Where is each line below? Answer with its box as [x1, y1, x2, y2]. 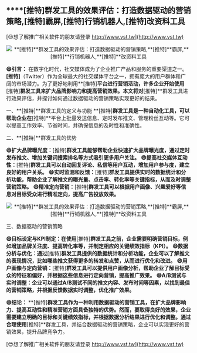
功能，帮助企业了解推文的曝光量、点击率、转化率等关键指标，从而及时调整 [11, 176, 191, 183]
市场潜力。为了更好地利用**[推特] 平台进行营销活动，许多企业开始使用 [16, 80, 185, 87]
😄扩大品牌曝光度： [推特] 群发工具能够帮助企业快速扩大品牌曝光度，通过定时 [6, 146, 190, 153]
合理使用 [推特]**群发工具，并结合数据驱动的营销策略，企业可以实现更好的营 [6, 321, 190, 328]
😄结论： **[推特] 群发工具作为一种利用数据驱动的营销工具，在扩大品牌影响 [6, 299, 186, 306]
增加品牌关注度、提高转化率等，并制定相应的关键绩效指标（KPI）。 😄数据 [11, 242, 189, 249]
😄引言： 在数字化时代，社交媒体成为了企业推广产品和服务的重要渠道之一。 [6, 65, 188, 72]
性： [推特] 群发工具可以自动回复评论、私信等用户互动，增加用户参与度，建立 [6, 161, 190, 168]
